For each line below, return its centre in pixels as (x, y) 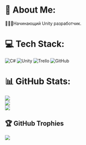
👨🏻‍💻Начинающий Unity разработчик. (43, 23)
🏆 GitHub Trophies (35, 124)
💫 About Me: (30, 10)
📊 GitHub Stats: (38, 82)
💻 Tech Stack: (35, 44)
